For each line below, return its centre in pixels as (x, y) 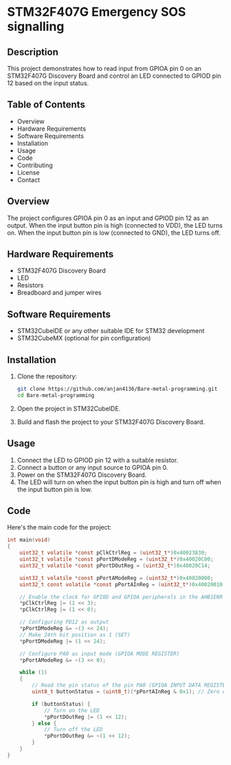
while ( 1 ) (34, 672)
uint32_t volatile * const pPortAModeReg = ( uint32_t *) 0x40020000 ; (117, 578)
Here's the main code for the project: (59, 528)
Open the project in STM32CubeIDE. (69, 408)
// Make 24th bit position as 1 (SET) (75, 635)
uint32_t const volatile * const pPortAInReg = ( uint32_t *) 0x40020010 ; (123, 584)
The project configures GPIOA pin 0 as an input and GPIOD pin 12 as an (108, 218)
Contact (28, 180)
